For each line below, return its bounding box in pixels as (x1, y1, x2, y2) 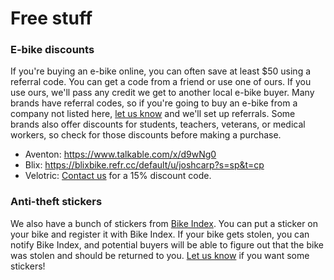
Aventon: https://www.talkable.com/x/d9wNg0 (24, 148, 217, 161)
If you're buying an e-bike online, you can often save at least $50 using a (10, 65, 312, 77)
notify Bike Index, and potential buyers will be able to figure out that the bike (10, 238, 324, 251)
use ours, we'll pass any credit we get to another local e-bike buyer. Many (10, 87, 315, 99)
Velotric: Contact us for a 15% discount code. (24, 170, 212, 182)
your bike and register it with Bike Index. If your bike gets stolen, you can (10, 228, 310, 240)
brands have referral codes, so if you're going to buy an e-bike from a (10, 97, 298, 109)
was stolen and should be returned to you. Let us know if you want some (10, 249, 310, 261)
